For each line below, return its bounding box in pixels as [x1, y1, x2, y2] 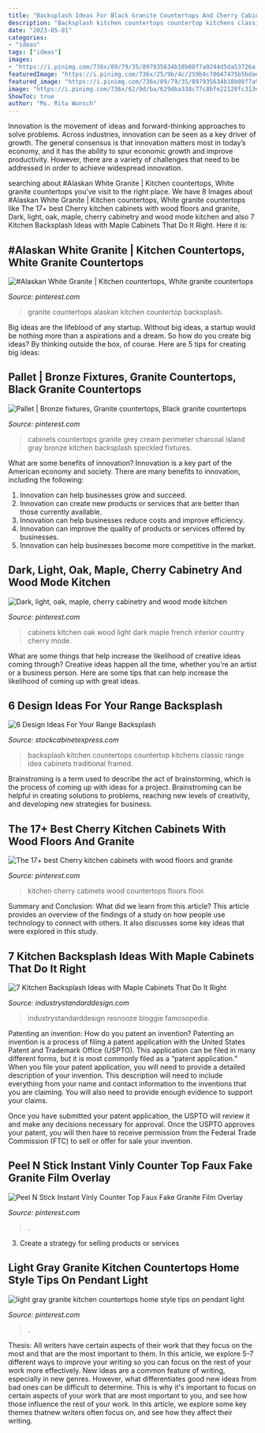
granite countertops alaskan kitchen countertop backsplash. [27, 307, 223, 317]
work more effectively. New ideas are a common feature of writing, [8, 1365, 226, 1375]
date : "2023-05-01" [8, 26, 73, 34]
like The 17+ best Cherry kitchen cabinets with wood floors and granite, [8, 204, 241, 213]
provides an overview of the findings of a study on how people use [8, 910, 226, 920]
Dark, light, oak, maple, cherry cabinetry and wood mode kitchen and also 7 [8, 212, 255, 222]
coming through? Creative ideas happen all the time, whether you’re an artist [8, 659, 257, 669]
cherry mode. [27, 636, 73, 645]
